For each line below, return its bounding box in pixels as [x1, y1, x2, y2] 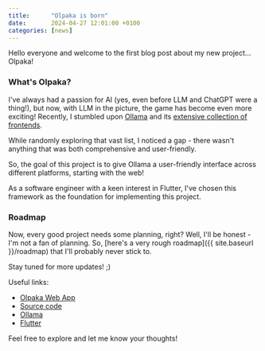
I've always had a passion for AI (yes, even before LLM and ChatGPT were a [8, 95, 258, 104]
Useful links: [8, 277, 49, 287]
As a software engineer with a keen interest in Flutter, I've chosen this [8, 183, 237, 193]
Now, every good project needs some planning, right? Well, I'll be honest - [8, 229, 251, 239]
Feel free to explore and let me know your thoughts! [8, 333, 177, 343]
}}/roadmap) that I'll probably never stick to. [8, 246, 152, 255]
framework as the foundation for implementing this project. [8, 192, 201, 201]
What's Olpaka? [8, 76, 72, 88]
